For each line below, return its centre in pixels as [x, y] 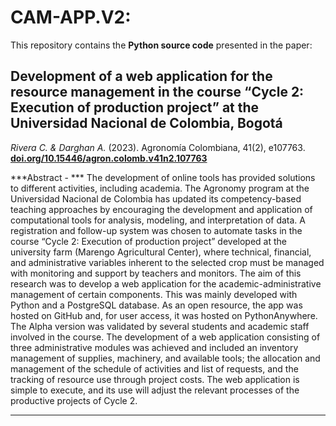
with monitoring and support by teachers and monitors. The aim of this [156, 273]
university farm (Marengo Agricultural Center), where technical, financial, [161, 252]
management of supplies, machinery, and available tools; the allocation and [165, 358]
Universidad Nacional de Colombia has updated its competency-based [156, 198]
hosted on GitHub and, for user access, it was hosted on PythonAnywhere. [164, 315]
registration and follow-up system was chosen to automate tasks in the [156, 230]
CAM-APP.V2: [71, 17]
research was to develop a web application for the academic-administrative [166, 283]
